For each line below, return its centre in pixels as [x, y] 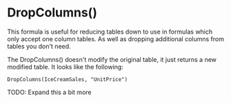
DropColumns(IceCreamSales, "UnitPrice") [68, 79]
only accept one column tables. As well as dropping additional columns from [115, 38]
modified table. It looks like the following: [66, 67]
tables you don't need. [39, 46]
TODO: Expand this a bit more [49, 92]
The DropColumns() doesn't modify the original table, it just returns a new [112, 59]
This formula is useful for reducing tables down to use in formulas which [110, 32]
